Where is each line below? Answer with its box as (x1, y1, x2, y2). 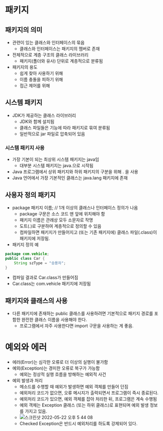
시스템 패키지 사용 (5, 144, 45, 151)
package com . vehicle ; (5, 251, 50, 256)
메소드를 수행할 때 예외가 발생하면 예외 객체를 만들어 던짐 (19, 384, 129, 390)
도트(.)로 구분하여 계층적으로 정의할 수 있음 (19, 223, 102, 229)
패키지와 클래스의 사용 (5, 296, 68, 305)
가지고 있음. (25, 408, 48, 414)
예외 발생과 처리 (12, 377, 43, 384)
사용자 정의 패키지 (5, 190, 56, 199)
